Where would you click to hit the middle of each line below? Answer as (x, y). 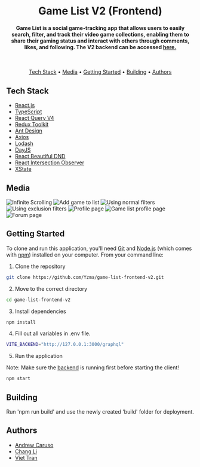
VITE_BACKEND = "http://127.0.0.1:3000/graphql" (65, 345)
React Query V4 (34, 118)
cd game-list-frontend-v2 (38, 300)
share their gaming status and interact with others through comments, (100, 41)
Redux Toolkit (32, 125)
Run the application (39, 356)
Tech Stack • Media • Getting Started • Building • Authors (100, 72)
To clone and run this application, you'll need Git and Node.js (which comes (99, 248)
